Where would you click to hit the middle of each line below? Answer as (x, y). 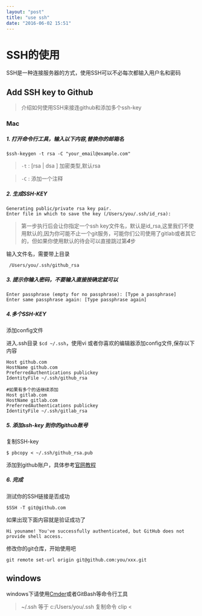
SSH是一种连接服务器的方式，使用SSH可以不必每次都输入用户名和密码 (93, 73)
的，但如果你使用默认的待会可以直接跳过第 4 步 (78, 241)
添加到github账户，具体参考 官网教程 (51, 465)
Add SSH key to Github (50, 92)
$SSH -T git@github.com (36, 508)
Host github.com (27, 362)
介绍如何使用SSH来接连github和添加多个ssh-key (81, 108)
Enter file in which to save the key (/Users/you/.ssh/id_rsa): (89, 214)
